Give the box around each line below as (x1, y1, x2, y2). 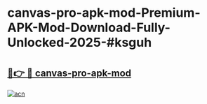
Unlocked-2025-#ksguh (7, 35, 152, 50)
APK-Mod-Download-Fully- (7, 20, 171, 36)
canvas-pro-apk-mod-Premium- (7, 5, 201, 21)
